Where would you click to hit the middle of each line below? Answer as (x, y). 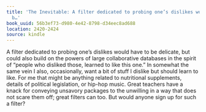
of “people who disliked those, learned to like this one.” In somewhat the (97, 65)
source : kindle (26, 35)
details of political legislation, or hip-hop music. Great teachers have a (95, 84)
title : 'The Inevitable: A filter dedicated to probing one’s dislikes (100, 12)
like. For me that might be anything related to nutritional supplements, (94, 78)
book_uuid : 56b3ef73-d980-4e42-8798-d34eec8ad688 (71, 23)
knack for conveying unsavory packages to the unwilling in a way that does (101, 91)
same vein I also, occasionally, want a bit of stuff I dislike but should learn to (102, 71)
